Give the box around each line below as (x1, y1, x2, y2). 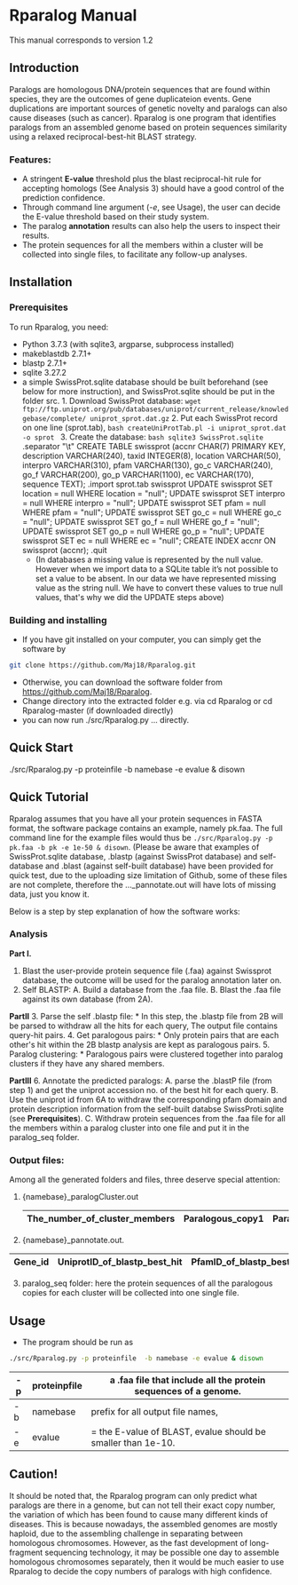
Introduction (9, 60, 80, 75)
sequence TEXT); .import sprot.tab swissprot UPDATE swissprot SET (21, 479, 273, 489)
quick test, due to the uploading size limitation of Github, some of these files (9, 869, 288, 880)
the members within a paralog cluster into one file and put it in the (9, 1122, 250, 1133)
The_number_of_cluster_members (26, 1213, 176, 1225)
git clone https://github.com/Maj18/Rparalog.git (9, 661, 197, 670)
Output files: (9, 1153, 65, 1166)
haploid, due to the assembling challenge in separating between (9, 1528, 244, 1539)
